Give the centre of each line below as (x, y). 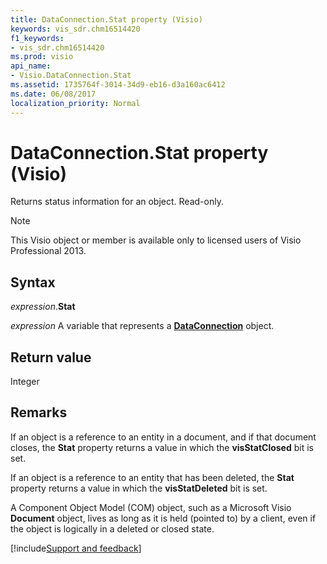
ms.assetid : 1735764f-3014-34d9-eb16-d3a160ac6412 (118, 85)
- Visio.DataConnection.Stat (71, 76)
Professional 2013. (48, 251)
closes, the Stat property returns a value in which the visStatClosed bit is (162, 447)
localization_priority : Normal (75, 103)
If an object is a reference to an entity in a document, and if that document (163, 437)
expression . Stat (43, 307)
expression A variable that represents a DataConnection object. (142, 326)
